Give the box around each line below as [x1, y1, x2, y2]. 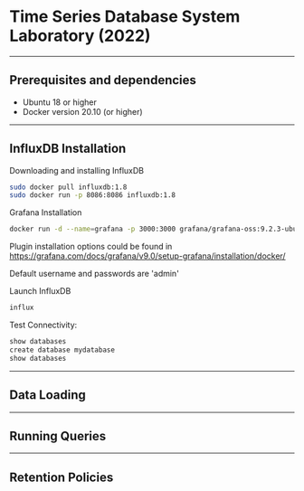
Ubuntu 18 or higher [22, 97, 97, 108]
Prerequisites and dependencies [9, 72, 197, 88]
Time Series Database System [9, 6, 241, 27]
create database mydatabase [9, 345, 116, 354]
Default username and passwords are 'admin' [9, 269, 179, 279]
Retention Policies [9, 469, 114, 485]
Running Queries [9, 428, 107, 444]
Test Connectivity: [9, 319, 78, 331]
